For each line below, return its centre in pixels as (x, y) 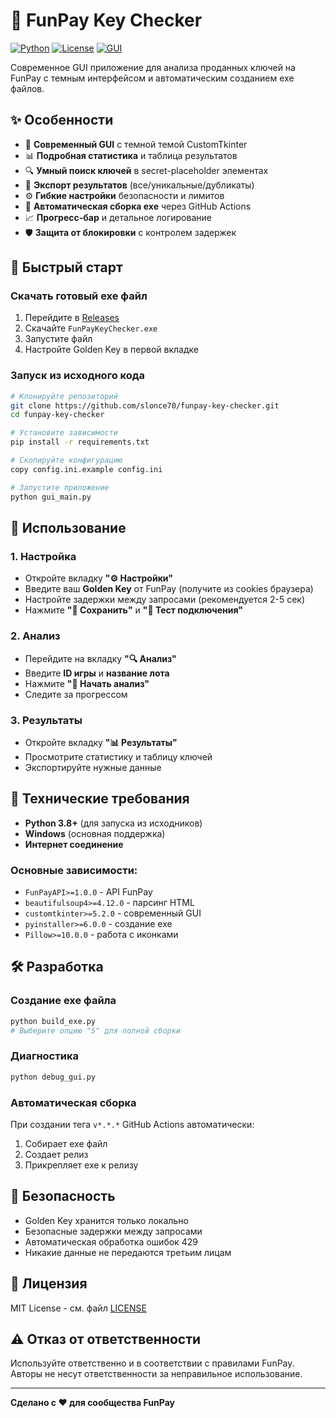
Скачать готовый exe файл (79, 296)
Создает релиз (56, 1154)
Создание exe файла (63, 1001)
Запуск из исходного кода (78, 376)
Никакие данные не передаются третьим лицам (128, 1252)
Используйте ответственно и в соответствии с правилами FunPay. (152, 1363)
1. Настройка (43, 556)
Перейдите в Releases (72, 318)
